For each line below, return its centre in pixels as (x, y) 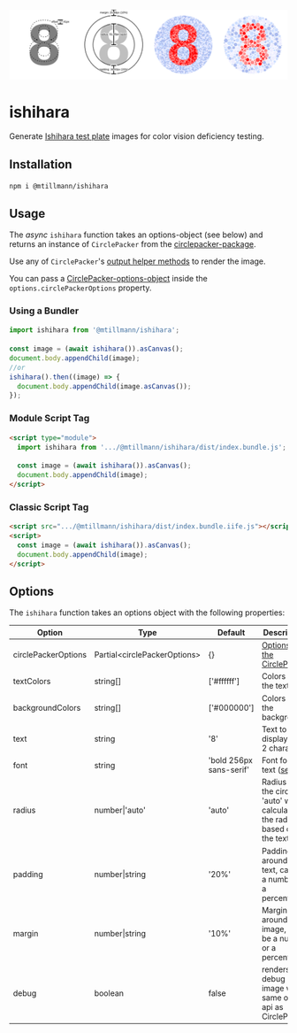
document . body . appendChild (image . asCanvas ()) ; (104, 386)
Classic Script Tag (49, 507)
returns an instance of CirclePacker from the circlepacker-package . (133, 244)
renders (276, 969)
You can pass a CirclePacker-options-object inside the (108, 279)
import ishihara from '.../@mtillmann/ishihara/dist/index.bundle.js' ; (152, 447)
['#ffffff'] (224, 681)
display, (276, 738)
